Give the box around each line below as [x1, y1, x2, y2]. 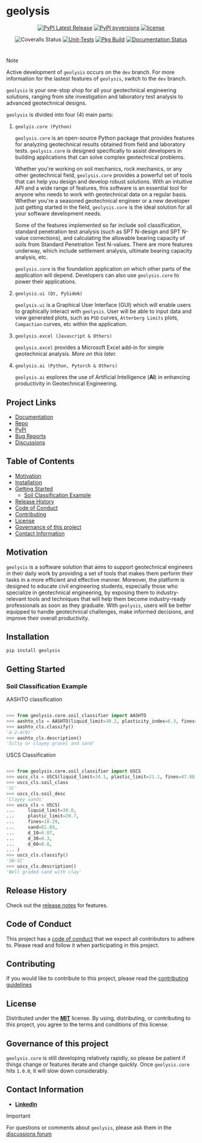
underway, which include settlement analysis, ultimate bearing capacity [14, 247, 192, 254]
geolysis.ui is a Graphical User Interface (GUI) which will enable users [14, 301, 191, 309]
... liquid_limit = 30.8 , [6, 807, 77, 813]
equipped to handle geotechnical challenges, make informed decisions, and [6, 608, 194, 615]
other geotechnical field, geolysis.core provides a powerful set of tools [14, 171, 192, 179]
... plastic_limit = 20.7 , [6, 813, 79, 819]
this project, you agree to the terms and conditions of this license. [6, 1021, 170, 1028]
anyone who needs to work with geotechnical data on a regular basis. [14, 191, 188, 198]
